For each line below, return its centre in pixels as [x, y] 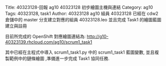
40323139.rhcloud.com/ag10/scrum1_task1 [49, 42]
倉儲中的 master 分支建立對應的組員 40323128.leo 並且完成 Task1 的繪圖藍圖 [83, 20]
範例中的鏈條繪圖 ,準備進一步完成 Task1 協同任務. [59, 58]
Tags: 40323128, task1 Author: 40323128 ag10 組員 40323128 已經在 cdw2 [82, 13]
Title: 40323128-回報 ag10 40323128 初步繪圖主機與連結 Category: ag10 [79, 7]
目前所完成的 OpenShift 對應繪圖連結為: [45, 36]
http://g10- [98, 36]
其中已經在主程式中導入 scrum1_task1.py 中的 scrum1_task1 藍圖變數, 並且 [80, 52]
